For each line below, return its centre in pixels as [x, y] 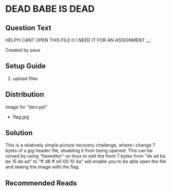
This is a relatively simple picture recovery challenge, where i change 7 [80, 145]
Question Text [28, 28]
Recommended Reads [41, 183]
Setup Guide [26, 66]
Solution [19, 133]
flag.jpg [21, 117]
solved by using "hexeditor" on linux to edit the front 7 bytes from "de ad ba [85, 156]
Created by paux [23, 50]
